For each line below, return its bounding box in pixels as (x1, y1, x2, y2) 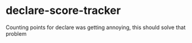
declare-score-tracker (5, 4, 121, 18)
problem (5, 30, 27, 37)
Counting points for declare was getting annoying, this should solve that (5, 24, 186, 31)
